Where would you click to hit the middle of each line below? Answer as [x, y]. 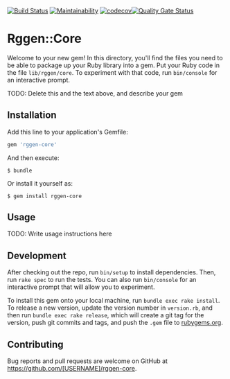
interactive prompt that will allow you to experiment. [81, 287]
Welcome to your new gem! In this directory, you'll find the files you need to [115, 58]
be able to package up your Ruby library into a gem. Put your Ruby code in [114, 65]
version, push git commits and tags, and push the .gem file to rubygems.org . [115, 323]
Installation [32, 115]
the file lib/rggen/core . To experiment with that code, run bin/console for [112, 72]
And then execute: [33, 158]
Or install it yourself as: [40, 183]
